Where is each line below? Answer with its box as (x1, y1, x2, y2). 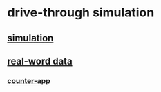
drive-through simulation (7, 5, 155, 21)
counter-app (7, 76, 50, 85)
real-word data (7, 55, 73, 67)
